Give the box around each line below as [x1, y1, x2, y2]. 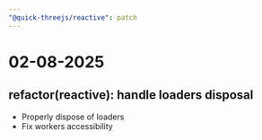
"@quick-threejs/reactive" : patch [8, 13, 138, 22]
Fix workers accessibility [21, 120, 113, 131]
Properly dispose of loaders [21, 111, 125, 122]
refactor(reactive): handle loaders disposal [8, 87, 254, 103]
